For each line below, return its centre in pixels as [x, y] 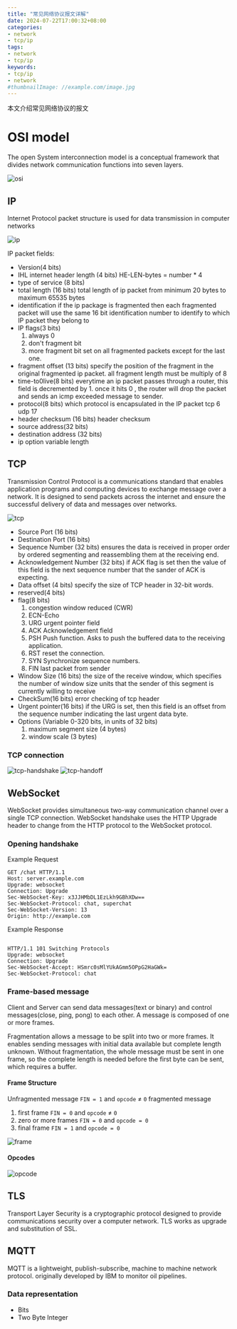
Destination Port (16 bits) [54, 539]
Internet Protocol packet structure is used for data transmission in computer [118, 218]
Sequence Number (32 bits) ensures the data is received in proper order [123, 547]
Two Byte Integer [43, 1317]
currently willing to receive [57, 691]
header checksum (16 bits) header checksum [84, 419]
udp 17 [27, 411]
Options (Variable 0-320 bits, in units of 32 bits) [88, 721]
